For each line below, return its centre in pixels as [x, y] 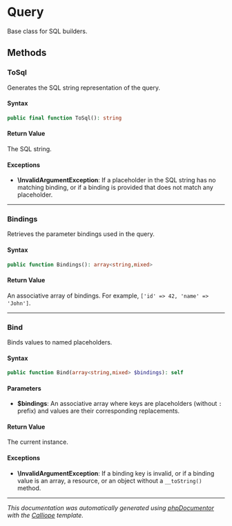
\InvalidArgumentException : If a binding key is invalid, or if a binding [116, 473]
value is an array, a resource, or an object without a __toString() [109, 480]
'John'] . [19, 303]
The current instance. [38, 442]
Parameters [24, 388]
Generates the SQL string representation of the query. [84, 88]
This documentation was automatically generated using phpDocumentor [111, 507]
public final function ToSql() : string [65, 118]
